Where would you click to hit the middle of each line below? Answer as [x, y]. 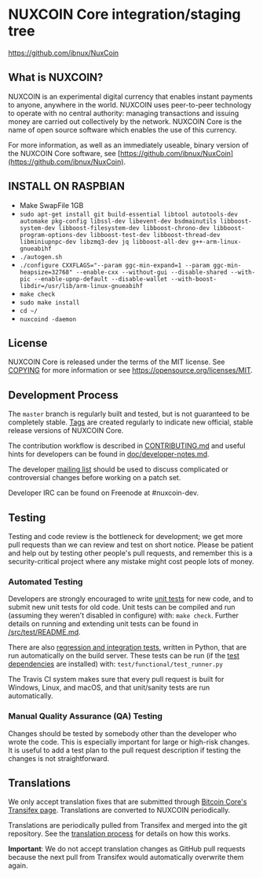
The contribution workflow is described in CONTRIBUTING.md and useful [127, 446]
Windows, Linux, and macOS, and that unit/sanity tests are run [109, 687]
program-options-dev [53, 235]
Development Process [64, 395]
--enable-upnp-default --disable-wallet [101, 279]
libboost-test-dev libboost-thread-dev [155, 235]
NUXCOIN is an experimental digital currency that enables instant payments [131, 97]
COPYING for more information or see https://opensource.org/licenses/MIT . [131, 370]
